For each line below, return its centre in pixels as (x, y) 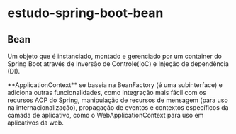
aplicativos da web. (35, 123)
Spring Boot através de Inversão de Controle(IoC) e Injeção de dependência (118, 64)
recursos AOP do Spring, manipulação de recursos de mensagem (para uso (118, 100)
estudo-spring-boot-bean (85, 13)
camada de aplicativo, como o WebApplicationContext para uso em (106, 115)
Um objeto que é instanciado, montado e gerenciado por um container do (114, 56)
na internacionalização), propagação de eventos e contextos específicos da (118, 107)
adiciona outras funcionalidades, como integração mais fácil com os (107, 93)
